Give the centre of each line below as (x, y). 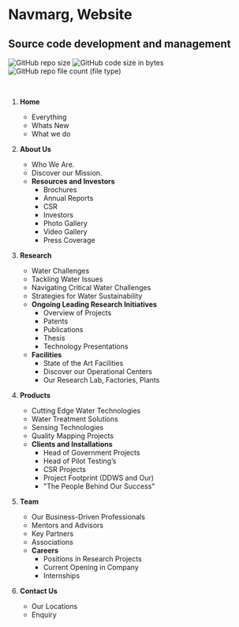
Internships (62, 576)
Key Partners (52, 534)
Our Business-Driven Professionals (88, 517)
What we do (51, 134)
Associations (52, 542)
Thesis (54, 338)
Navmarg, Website (70, 15)
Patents (56, 321)
